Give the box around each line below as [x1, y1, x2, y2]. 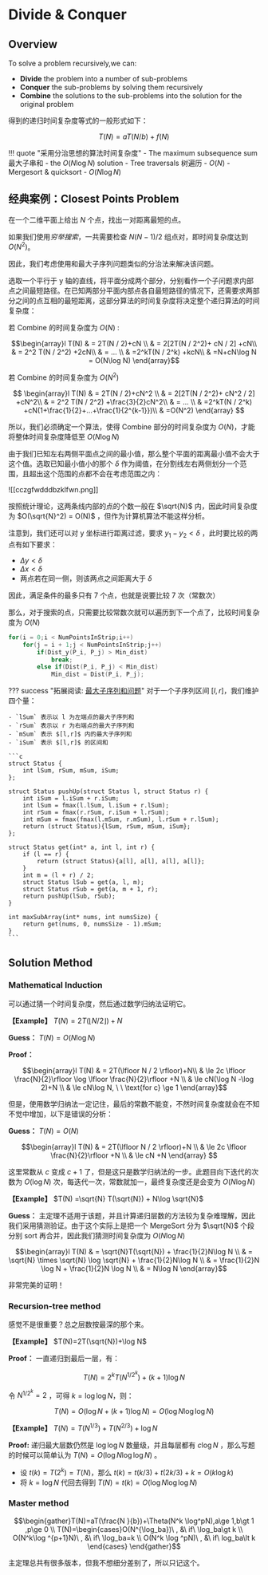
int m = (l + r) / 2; [22, 871, 94, 879]
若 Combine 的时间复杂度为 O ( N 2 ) [8, 371, 120, 382]
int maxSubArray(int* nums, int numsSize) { [8, 914, 159, 922]
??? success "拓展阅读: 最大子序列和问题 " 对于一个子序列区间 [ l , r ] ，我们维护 [8, 686, 259, 696]
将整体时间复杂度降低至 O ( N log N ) [8, 432, 120, 442]
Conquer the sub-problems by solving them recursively [19, 82, 203, 92]
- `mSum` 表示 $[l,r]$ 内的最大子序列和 [8, 730, 132, 739]
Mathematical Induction [8, 980, 103, 991]
